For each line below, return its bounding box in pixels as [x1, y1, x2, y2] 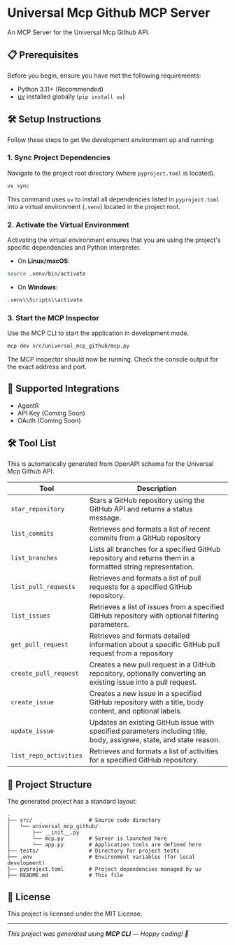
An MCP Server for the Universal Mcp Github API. [7, 28, 150, 36]
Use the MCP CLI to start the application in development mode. [7, 329, 190, 337]
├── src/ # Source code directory [7, 817, 161, 824]
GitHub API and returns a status [89, 504, 193, 513]
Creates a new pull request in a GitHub [89, 660, 215, 669]
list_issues [10, 611, 51, 620]
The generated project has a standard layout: [7, 797, 138, 806]
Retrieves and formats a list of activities [89, 746, 219, 756]
